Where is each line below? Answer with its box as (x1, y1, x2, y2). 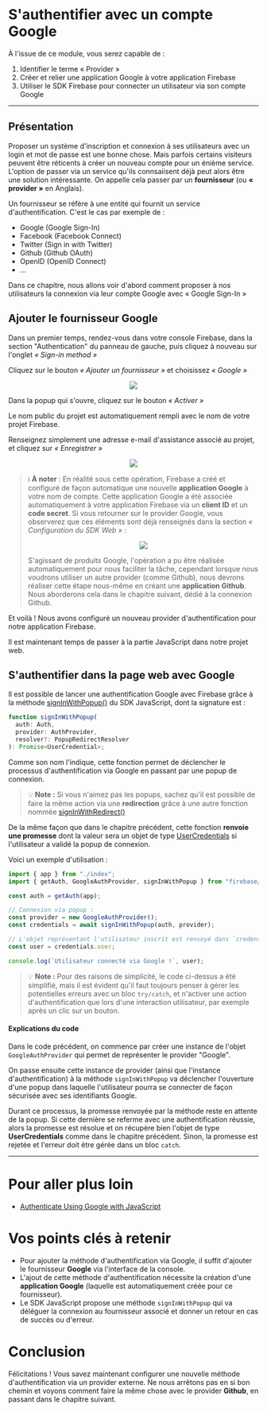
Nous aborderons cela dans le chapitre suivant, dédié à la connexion (27, 589, 253, 599)
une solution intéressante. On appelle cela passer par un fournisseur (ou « (8, 175, 254, 184)
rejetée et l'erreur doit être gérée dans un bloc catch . (8, 1139, 181, 1150)
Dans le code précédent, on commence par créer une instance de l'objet (8, 1042, 246, 1051)
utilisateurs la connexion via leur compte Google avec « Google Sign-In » (8, 289, 247, 298)
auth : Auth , (15, 721, 56, 729)
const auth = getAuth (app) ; (8, 892, 102, 900)
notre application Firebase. (8, 622, 96, 631)
